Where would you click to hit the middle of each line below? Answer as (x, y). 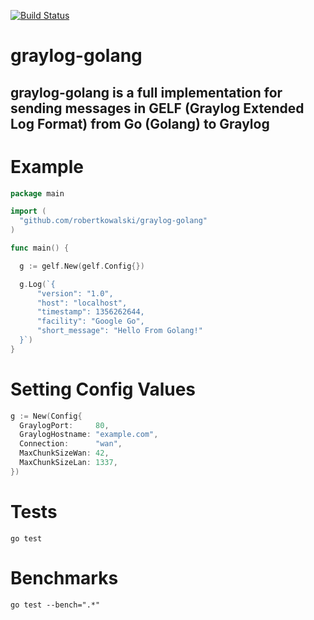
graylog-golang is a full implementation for (146, 92)
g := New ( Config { (46, 416)
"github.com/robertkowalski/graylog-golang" (113, 221)
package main (37, 193)
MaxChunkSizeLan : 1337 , (68, 463)
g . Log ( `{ (37, 284)
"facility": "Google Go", (90, 321)
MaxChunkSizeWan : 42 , (64, 453)
